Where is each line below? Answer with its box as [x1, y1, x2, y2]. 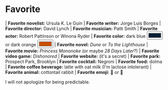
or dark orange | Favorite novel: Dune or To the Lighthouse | [5, 41, 148, 47]
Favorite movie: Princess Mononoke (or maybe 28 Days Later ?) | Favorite [5, 48, 160, 54]
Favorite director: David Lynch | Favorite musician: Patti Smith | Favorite [5, 25, 158, 31]
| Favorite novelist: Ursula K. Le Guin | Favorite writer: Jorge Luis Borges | [5, 20, 161, 26]
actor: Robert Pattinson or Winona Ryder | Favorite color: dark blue [5, 33, 146, 39]
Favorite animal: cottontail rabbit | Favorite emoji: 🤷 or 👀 [5, 69, 124, 75]
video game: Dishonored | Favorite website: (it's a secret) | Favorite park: [5, 53, 160, 59]
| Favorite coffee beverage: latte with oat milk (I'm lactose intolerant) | [5, 64, 152, 70]
